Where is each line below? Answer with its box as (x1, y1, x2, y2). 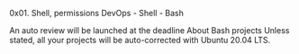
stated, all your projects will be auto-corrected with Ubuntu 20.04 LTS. (9, 35, 271, 45)
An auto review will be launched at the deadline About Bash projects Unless (9, 25, 290, 35)
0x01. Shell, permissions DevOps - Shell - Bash (9, 8, 185, 18)
